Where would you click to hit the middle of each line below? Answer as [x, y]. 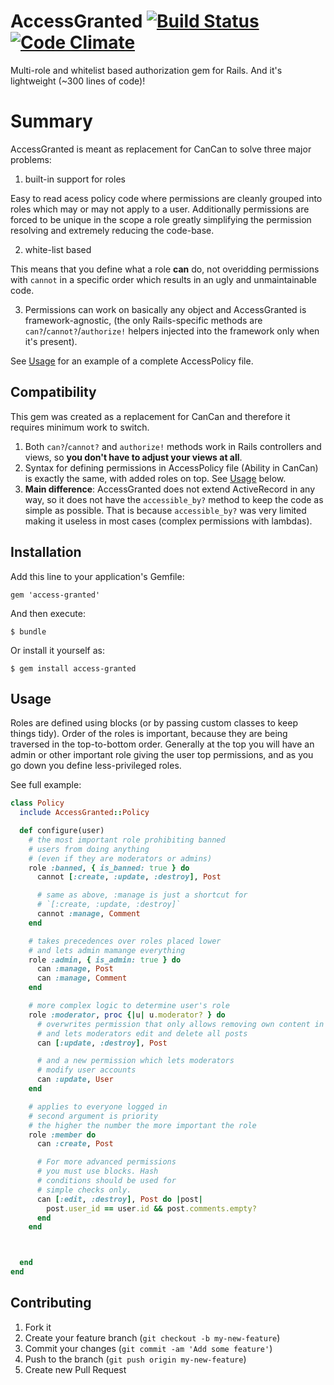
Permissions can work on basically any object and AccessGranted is [165, 309]
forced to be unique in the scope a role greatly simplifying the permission [161, 219]
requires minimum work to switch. [80, 427]
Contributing [51, 1303]
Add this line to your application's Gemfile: [97, 576]
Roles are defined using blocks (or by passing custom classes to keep [154, 723]
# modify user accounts [86, 1070]
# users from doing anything [89, 849]
